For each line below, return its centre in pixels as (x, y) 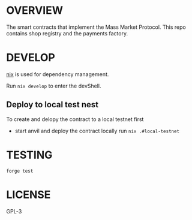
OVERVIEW (35, 10)
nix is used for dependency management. (58, 74)
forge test (20, 171)
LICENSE (28, 195)
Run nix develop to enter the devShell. (54, 86)
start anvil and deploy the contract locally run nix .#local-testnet (97, 131)
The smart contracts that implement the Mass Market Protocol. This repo (96, 27)
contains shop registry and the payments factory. (67, 33)
